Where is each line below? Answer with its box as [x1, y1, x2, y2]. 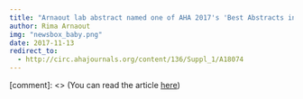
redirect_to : [9, 47, 59, 56]
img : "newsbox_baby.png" [9, 30, 103, 39]
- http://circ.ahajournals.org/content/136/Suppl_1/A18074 [17, 55, 244, 64]
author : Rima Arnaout [9, 22, 91, 31]
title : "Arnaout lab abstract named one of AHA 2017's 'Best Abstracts [9, 13, 284, 22]
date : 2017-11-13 [9, 38, 75, 48]
